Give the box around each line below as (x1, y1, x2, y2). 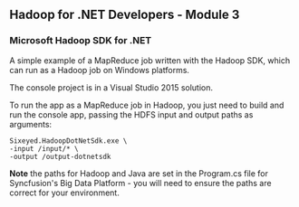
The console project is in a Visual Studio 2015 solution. (9, 81, 214, 93)
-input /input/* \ (9, 144, 79, 153)
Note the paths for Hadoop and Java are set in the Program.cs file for (9, 167, 269, 179)
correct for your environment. (9, 187, 120, 198)
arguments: (9, 118, 53, 129)
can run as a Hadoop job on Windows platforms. (9, 64, 190, 75)
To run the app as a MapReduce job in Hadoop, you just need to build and (9, 99, 285, 110)
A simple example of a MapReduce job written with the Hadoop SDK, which (9, 54, 291, 66)
